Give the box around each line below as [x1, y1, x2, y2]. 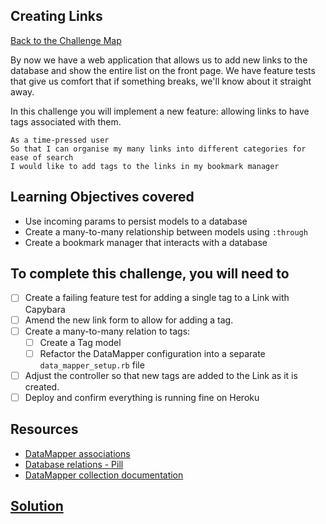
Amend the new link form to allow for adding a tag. [24, 314, 234, 326]
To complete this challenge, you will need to [10, 265, 290, 283]
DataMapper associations [24, 447, 131, 459]
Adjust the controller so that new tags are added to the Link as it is [24, 369, 298, 381]
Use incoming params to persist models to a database [24, 215, 248, 227]
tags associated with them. [10, 115, 122, 128]
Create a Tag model [39, 336, 122, 348]
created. [24, 380, 60, 393]
